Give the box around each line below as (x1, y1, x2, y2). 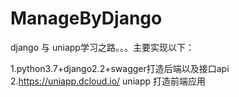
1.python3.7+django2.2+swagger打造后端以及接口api (10, 62, 230, 74)
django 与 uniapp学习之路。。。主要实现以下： (10, 41, 195, 53)
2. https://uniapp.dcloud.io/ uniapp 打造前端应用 (10, 75, 206, 87)
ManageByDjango (10, 7, 163, 30)
